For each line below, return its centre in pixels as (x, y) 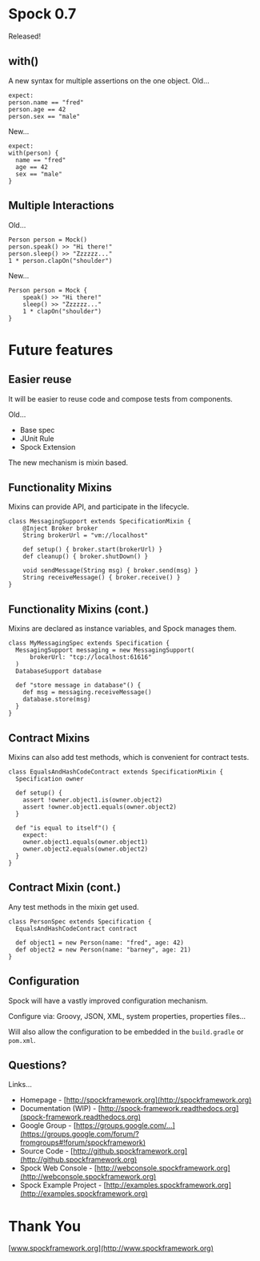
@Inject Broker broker (60, 529)
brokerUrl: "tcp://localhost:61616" (90, 657)
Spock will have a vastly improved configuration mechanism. (108, 1000)
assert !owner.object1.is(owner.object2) (92, 800)
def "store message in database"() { (78, 685)
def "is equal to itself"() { (66, 828)
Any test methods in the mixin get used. (74, 907)
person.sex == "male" (44, 116)
